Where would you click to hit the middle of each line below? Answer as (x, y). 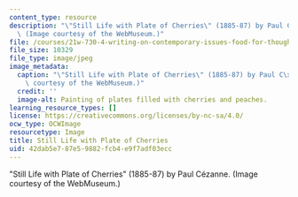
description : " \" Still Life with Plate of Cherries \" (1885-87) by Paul (146, 26)
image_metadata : (39, 67)
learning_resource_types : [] (63, 108)
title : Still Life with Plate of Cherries (89, 140)
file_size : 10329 (41, 50)
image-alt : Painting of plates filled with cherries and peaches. (142, 99)
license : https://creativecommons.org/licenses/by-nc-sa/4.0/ (126, 116)
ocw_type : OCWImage (45, 125)
